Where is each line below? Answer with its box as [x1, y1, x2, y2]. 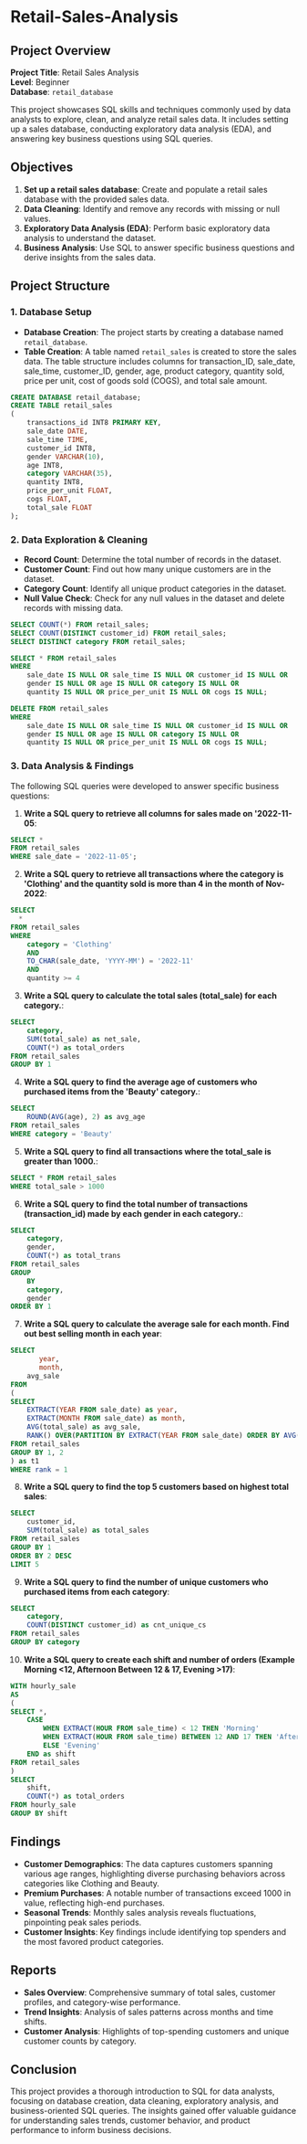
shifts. [23, 2016, 47, 2027]
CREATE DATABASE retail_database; [10, 393, 142, 402]
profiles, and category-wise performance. [23, 1996, 181, 2007]
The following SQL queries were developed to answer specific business [10, 780, 280, 791]
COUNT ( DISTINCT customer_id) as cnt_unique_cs [26, 1621, 207, 1630]
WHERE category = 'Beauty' [10, 1129, 113, 1138]
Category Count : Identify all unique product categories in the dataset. [23, 583, 287, 594]
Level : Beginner [10, 77, 70, 88]
